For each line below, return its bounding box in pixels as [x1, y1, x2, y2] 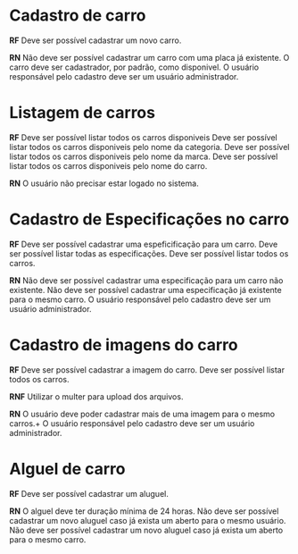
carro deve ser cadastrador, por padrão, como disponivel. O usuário [9, 62, 260, 72]
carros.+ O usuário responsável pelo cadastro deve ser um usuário [9, 417, 255, 429]
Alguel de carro [9, 458, 126, 479]
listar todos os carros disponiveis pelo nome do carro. [9, 160, 208, 171]
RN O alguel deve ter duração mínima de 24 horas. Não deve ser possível [9, 506, 279, 516]
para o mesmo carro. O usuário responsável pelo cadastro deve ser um [9, 294, 271, 305]
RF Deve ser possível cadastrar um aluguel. [9, 488, 170, 499]
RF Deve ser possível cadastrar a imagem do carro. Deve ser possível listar [9, 364, 286, 375]
